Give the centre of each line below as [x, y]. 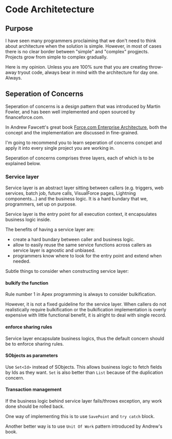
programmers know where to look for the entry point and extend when [87, 256]
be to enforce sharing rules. [35, 344]
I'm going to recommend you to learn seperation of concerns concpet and [84, 143]
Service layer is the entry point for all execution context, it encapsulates [81, 214]
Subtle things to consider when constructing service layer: [67, 271]
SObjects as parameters [32, 355]
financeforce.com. [25, 117]
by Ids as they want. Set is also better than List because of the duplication [84, 372]
